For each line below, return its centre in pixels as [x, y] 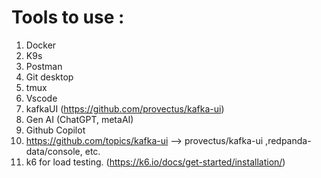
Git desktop [49, 77]
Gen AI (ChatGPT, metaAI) [79, 119]
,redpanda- [288, 140]
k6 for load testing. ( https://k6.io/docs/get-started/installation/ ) [155, 162]
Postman [44, 66]
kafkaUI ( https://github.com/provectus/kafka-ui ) [125, 108]
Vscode [41, 98]
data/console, [54, 151]
